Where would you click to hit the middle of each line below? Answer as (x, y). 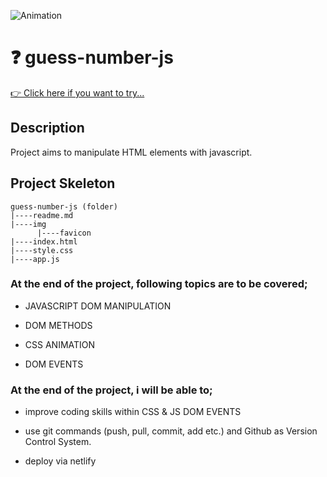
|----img (28, 224)
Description (47, 128)
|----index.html (44, 241)
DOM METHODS (58, 325)
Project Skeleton (63, 183)
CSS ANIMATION (60, 344)
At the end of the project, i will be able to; (111, 390)
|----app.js (35, 259)
